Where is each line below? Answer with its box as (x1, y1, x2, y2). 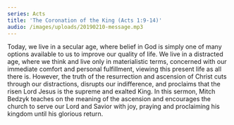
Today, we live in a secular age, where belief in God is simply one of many (7, 43, 222, 51)
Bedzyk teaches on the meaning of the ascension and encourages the (7, 95, 211, 103)
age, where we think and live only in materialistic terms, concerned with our (7, 58, 227, 66)
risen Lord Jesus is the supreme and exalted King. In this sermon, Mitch (7, 87, 216, 96)
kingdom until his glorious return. (7, 110, 104, 118)
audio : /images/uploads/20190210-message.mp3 (7, 23, 143, 30)
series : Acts (7, 10, 46, 18)
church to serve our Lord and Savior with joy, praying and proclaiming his (7, 103, 220, 111)
